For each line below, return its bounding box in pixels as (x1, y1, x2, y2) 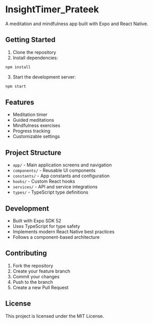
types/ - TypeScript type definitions (12, 189, 89, 196)
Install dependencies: (12, 54, 58, 61)
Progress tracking (12, 128, 51, 134)
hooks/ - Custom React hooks (12, 178, 75, 184)
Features (5, 98, 34, 106)
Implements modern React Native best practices (12, 228, 115, 235)
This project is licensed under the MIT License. (5, 313, 104, 319)
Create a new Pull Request (12, 284, 69, 291)
